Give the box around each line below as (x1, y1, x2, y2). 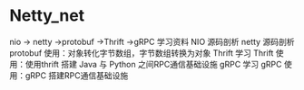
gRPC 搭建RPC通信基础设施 (25, 69, 129, 81)
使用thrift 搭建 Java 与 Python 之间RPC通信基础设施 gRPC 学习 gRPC (25, 58, 282, 69)
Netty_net (9, 5, 85, 26)
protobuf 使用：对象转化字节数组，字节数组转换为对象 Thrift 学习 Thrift (9, 47, 274, 58)
